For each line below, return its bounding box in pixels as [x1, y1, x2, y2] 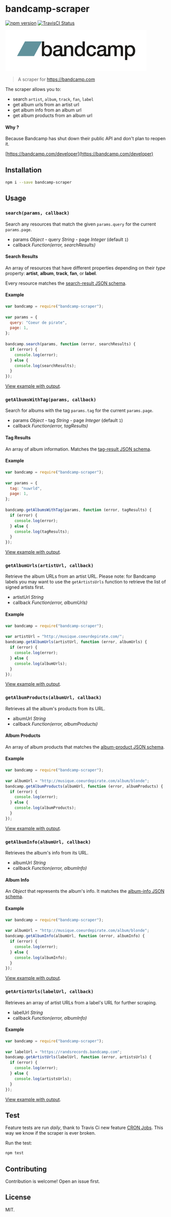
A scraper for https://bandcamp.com [17, 76, 95, 82]
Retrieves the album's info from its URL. [5, 850, 89, 856]
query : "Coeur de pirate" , [10, 320, 67, 325]
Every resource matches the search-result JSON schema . [5, 280, 127, 286]
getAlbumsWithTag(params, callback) [5, 397, 96, 403]
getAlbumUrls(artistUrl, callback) [5, 563, 94, 569]
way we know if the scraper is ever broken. [5, 1130, 96, 1136]
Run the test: [5, 1140, 32, 1146]
